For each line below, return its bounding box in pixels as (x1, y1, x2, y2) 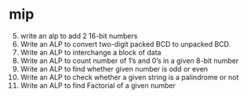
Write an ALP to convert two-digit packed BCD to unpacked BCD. (20, 39, 231, 48)
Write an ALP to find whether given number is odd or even (20, 64, 209, 73)
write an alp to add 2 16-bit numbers (20, 31, 138, 40)
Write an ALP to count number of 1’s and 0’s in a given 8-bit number (20, 56, 239, 65)
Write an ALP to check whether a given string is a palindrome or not (20, 72, 239, 82)
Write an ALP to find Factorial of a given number (20, 80, 176, 90)
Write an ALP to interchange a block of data (20, 47, 162, 57)
